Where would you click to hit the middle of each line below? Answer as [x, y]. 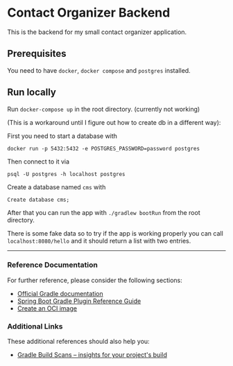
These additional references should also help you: [79, 342]
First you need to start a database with [62, 136]
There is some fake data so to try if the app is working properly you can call [115, 233]
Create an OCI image [47, 308]
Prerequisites [37, 54]
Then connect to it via [38, 162]
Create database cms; [38, 200]
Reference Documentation [53, 265]
